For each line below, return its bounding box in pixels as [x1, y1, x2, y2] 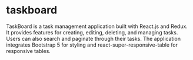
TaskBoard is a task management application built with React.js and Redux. [6, 23, 188, 30]
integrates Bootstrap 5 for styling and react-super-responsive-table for [6, 41, 178, 48]
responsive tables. [6, 47, 51, 54]
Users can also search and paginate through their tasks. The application [6, 35, 181, 42]
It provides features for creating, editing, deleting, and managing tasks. [6, 29, 178, 36]
